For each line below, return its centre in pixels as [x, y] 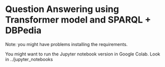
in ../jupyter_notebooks [29, 59]
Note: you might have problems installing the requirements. [66, 44]
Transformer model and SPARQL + [78, 20]
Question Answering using [62, 9]
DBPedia [23, 30]
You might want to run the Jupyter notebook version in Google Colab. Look [83, 54]
